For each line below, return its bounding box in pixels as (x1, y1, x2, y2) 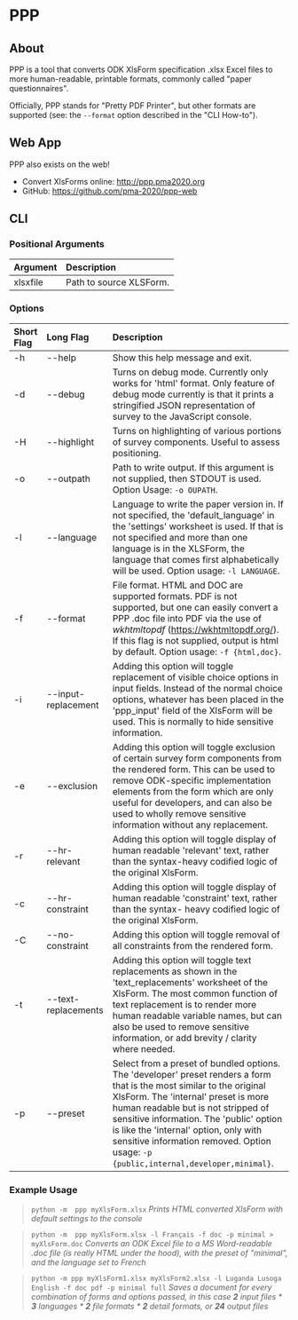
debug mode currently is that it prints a (112, 388, 274, 400)
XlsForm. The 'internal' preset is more (112, 1090, 269, 1103)
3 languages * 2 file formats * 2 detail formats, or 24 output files (30, 1301, 269, 1312)
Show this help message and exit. (112, 352, 253, 364)
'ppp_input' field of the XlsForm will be (112, 704, 273, 716)
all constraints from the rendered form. (112, 939, 273, 952)
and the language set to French (30, 1257, 146, 1268)
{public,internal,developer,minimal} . (112, 1157, 274, 1169)
